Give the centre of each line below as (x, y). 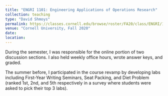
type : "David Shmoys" (28, 19)
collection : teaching (28, 14)
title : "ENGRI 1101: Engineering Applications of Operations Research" (81, 10)
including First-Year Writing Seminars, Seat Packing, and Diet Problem (77, 77)
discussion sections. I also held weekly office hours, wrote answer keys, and (84, 57)
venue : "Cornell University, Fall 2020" (48, 28)
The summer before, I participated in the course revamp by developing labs (83, 72)
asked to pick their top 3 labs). (36, 88)
